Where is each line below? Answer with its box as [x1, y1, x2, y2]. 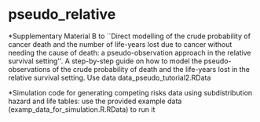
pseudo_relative [8, 5, 116, 23]
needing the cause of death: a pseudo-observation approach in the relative [8, 48, 251, 57]
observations [8, 64, 51, 74]
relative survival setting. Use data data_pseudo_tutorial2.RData [8, 73, 211, 82]
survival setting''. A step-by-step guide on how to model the [8, 56, 203, 66]
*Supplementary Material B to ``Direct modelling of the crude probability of [8, 31, 251, 41]
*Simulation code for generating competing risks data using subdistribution [8, 88, 253, 97]
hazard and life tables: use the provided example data [8, 96, 182, 106]
